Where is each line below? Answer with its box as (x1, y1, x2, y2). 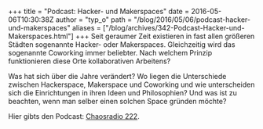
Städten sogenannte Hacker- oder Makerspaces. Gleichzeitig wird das (8, 40, 236, 49)
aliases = (71, 23, 102, 32)
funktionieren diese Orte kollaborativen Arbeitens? (8, 56, 171, 66)
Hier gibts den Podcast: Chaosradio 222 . (8, 112, 140, 120)
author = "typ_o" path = (55, 15, 132, 24)
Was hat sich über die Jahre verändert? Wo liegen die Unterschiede (8, 72, 227, 81)
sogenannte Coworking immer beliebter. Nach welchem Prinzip (8, 48, 213, 57)
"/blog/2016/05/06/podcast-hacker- (133, 15, 251, 24)
